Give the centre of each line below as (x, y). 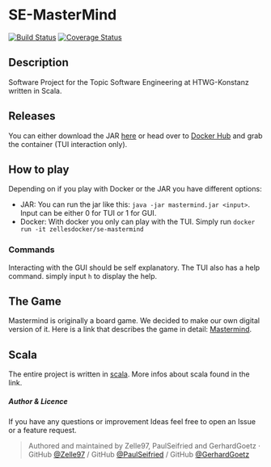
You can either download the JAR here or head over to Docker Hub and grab (135, 136)
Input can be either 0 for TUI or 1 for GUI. (88, 213)
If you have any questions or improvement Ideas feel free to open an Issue (132, 422)
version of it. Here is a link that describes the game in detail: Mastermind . (130, 330)
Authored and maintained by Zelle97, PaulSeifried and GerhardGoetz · (144, 446)
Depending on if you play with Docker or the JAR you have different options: (135, 189)
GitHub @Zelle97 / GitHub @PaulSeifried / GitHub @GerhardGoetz (139, 455)
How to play (39, 169)
